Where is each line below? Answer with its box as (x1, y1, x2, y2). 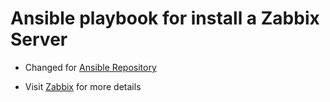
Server (10, 28, 68, 51)
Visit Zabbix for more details (24, 80, 142, 92)
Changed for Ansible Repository (24, 61, 157, 73)
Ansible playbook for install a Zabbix (10, 7, 320, 30)
